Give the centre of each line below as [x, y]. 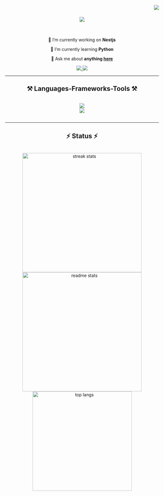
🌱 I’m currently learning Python [82, 49]
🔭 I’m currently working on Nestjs [82, 40]
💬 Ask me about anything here [82, 59]
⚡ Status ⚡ [82, 136]
